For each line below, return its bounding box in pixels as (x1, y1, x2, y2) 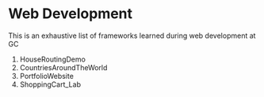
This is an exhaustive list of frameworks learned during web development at (8, 31, 256, 40)
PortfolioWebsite (19, 71, 74, 80)
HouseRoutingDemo (19, 54, 86, 64)
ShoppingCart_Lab (19, 80, 82, 89)
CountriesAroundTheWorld (19, 62, 108, 72)
